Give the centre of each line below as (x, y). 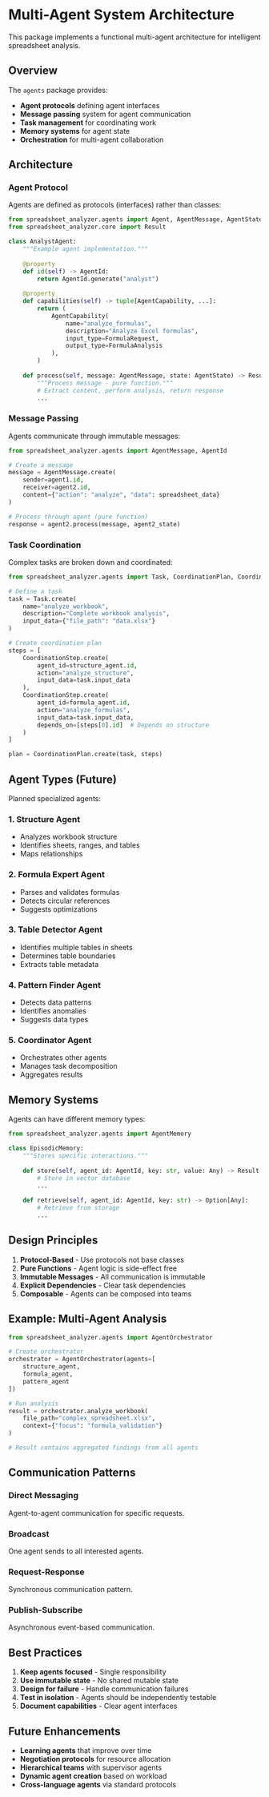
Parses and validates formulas (70, 892)
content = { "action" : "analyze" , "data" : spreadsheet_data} (121, 495)
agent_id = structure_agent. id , (87, 665)
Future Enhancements (65, 1731)
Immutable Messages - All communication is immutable (112, 1276)
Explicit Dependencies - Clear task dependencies (103, 1285)
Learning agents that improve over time (86, 1751)
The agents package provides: (58, 90)
